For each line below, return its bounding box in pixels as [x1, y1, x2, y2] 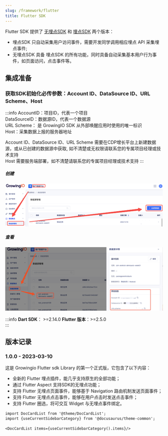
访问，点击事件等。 [34, 58, 74, 64]
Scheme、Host [5, 98, 42, 105]
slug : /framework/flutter [5, 8, 59, 13]
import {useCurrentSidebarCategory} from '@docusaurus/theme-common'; [5, 416, 155, 421]
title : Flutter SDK [5, 13, 46, 19]
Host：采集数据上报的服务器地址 [5, 129, 72, 135]
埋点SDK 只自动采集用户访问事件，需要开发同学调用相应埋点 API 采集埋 [12, 39, 159, 45]
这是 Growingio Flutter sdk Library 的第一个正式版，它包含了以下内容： [5, 365, 151, 371]
